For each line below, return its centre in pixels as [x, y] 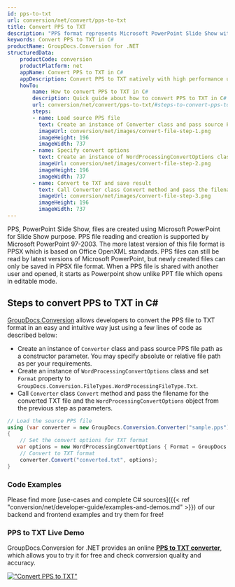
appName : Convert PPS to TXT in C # [72, 72]
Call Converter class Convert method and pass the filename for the [113, 393]
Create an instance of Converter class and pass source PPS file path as [120, 348]
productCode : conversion [56, 60]
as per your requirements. [55, 363]
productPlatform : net [51, 66]
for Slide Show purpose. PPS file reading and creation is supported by [108, 236]
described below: [32, 335]
